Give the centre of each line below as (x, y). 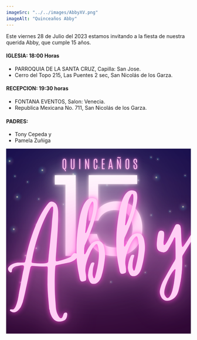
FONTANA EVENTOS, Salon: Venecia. (60, 101)
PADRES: (17, 121)
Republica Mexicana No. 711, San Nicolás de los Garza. (81, 107)
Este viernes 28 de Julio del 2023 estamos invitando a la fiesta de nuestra (96, 36)
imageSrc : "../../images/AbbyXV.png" (52, 12)
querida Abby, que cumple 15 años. (49, 42)
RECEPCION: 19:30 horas (37, 89)
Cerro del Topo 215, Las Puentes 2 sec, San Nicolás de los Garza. (94, 75)
